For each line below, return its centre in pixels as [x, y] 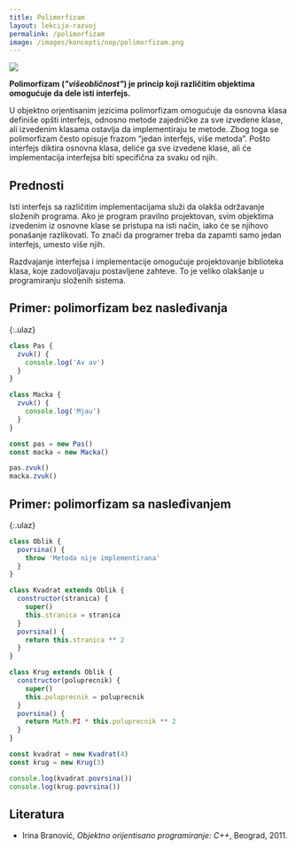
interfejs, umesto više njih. [57, 245]
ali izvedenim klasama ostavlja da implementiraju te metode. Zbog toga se [144, 129]
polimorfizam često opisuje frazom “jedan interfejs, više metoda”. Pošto [140, 139]
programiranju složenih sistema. [67, 281]
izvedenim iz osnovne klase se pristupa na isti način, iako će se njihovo [139, 226]
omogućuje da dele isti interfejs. [70, 93]
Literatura [37, 814]
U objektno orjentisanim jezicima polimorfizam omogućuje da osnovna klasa [148, 111]
